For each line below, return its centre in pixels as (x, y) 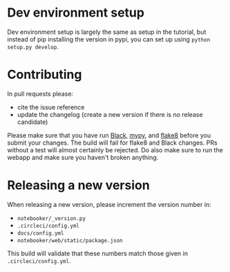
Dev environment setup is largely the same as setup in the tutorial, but (107, 32)
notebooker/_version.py (51, 218)
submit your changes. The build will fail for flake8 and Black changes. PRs (112, 143)
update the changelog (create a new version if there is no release (110, 114)
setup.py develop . (33, 46)
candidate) (32, 122)
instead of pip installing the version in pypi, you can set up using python (109, 39)
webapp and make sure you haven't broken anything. (83, 157)
